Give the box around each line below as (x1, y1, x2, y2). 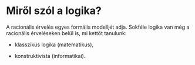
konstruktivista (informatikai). (14, 52, 86, 59)
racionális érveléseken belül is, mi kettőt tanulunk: (6, 29, 127, 36)
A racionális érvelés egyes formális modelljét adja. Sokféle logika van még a (6, 23, 190, 30)
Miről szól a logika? (6, 4, 102, 18)
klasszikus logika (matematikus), (14, 41, 94, 48)
